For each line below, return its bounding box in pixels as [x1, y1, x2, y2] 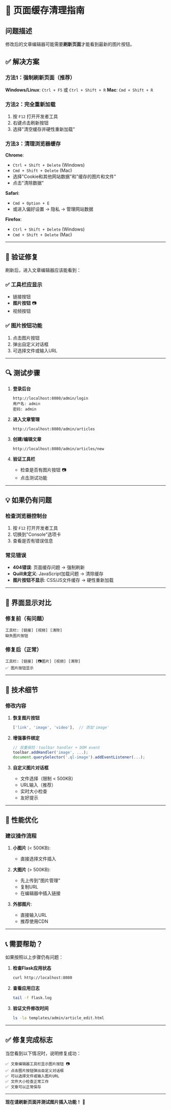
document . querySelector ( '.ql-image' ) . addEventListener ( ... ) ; [12, 755, 146, 760]
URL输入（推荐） [20, 782, 56, 788]
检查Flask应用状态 [12, 965, 51, 971]
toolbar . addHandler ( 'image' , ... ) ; [12, 750, 89, 755]
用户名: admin [12, 401, 41, 406]
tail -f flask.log [12, 995, 52, 1001]
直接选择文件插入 [20, 856, 56, 862]
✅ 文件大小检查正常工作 [5, 1079, 49, 1084]
